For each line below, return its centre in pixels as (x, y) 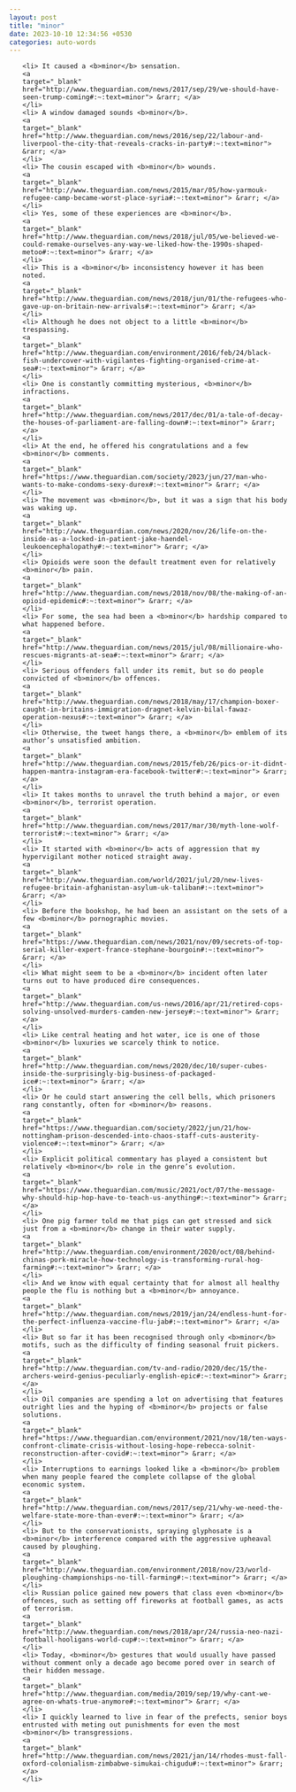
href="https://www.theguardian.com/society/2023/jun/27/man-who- (144, 477)
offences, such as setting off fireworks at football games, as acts (153, 1601)
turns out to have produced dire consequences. (111, 981)
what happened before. (64, 624)
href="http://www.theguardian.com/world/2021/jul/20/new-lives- (143, 880)
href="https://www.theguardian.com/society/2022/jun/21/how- (137, 1129)
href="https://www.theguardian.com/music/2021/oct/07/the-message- (148, 1191)
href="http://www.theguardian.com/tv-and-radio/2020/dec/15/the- (144, 1369)
